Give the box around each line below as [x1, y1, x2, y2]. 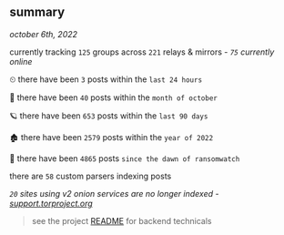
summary [9, 5, 66, 20]
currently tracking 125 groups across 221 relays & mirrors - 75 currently [9, 46, 275, 57]
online [9, 56, 33, 66]
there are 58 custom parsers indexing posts [9, 170, 172, 181]
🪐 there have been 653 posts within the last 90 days [9, 110, 208, 121]
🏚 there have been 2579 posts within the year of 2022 [9, 131, 214, 142]
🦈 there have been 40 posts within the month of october [9, 92, 218, 103]
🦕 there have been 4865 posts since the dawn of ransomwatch [9, 152, 240, 164]
